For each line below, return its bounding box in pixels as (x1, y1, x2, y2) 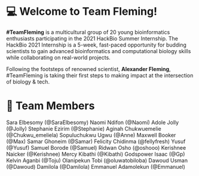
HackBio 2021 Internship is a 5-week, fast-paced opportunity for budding (6, 41, 187, 48)
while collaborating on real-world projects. (6, 54, 111, 61)
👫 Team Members (6, 99, 95, 113)
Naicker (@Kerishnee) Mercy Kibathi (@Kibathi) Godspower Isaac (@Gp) (6, 150, 185, 158)
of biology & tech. (6, 78, 50, 85)
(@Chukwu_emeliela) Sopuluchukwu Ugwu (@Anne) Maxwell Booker (6, 131, 176, 138)
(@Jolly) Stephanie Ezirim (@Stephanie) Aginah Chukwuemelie (6, 125, 161, 132)
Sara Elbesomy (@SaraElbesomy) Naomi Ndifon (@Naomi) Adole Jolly (6, 119, 179, 126)
